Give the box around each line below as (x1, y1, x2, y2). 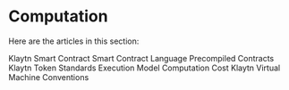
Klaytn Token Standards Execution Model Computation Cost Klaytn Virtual (8, 62, 281, 73)
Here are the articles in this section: (8, 36, 140, 46)
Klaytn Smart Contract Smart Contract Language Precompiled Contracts (8, 53, 275, 63)
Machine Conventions (8, 71, 89, 82)
